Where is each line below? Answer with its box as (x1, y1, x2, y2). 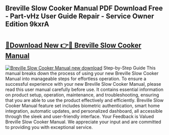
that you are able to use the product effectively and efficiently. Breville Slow (5, 97, 164, 103)
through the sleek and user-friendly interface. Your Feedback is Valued (5, 114, 154, 119)
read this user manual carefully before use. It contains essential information (5, 86, 164, 92)
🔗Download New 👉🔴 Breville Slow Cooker (5, 41, 142, 50)
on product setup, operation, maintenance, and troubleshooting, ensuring (5, 92, 159, 98)
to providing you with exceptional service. (5, 124, 93, 130)
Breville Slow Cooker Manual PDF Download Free (5, 4, 163, 13)
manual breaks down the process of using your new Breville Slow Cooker (5, 71, 159, 76)
